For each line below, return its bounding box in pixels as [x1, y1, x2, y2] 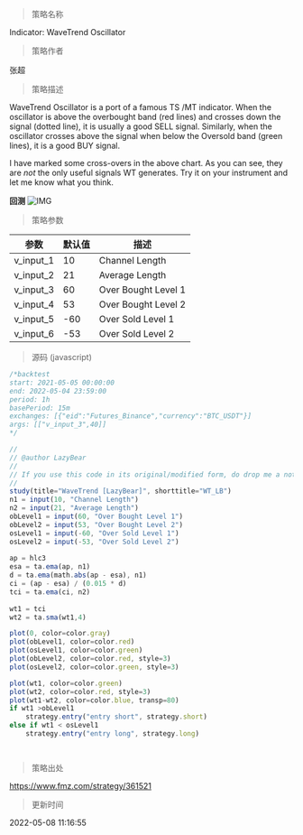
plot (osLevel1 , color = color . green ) [9, 645, 143, 655]
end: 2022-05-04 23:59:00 [9, 386, 106, 395]
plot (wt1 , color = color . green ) [9, 679, 124, 688]
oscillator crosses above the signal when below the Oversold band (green [9, 131, 283, 141]
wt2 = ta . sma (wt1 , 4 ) [9, 613, 87, 622]
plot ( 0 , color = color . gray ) [9, 629, 111, 638]
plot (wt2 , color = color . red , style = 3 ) [9, 687, 151, 696]
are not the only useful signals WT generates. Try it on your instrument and [9, 167, 289, 178]
